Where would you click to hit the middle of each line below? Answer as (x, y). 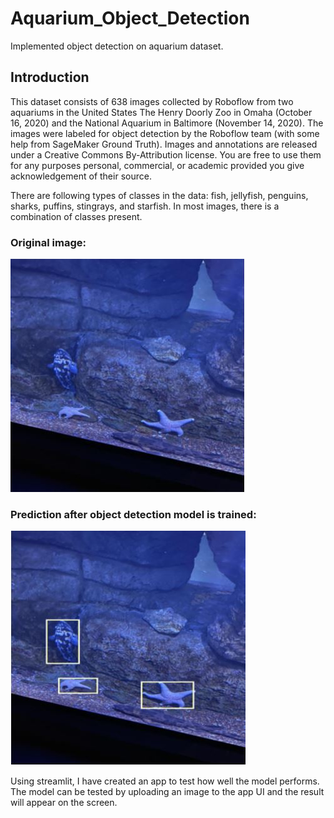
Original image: (48, 242)
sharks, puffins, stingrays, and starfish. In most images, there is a (145, 206)
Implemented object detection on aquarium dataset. (117, 46)
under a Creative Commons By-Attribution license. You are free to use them (166, 154)
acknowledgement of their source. (81, 176)
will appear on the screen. (64, 803)
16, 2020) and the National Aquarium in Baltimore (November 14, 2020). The (167, 123)
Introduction (50, 77)
